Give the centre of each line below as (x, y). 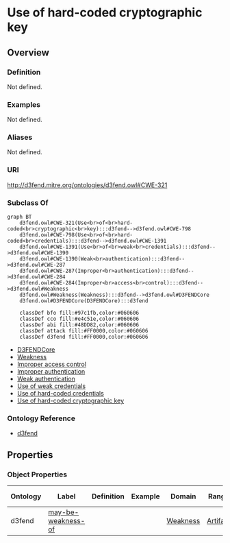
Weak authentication (46, 379)
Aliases (20, 137)
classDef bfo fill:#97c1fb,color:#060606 (79, 313)
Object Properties (37, 474)
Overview (28, 52)
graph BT (20, 217)
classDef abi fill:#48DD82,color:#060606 (79, 325)
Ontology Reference (41, 418)
